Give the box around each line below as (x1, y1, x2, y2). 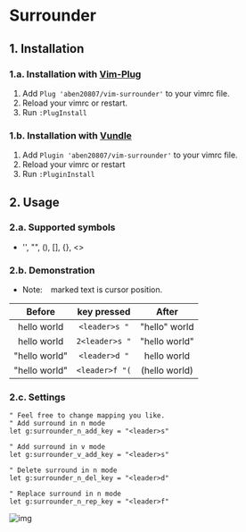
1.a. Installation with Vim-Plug (9, 68, 142, 80)
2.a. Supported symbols (9, 221, 116, 233)
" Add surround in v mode (9, 443, 105, 452)
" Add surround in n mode (9, 419, 105, 428)
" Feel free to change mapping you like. (9, 411, 166, 420)
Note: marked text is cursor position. (21, 284, 163, 295)
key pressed (77, 306, 131, 318)
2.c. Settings (9, 391, 66, 403)
